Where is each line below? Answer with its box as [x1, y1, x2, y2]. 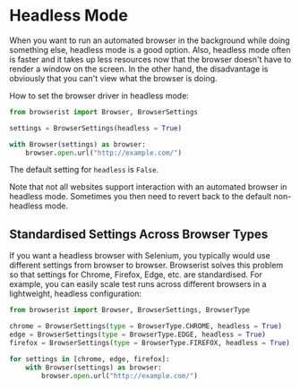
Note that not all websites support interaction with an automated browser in [9, 182, 287, 192]
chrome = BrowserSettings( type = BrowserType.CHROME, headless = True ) [9, 322, 282, 331]
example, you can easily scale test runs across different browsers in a [9, 279, 267, 290]
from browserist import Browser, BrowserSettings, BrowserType [9, 306, 251, 315]
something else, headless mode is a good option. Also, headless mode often [9, 44, 291, 55]
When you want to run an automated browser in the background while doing [9, 35, 290, 46]
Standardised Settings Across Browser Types [9, 226, 269, 241]
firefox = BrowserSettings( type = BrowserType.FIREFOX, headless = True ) [9, 338, 291, 347]
